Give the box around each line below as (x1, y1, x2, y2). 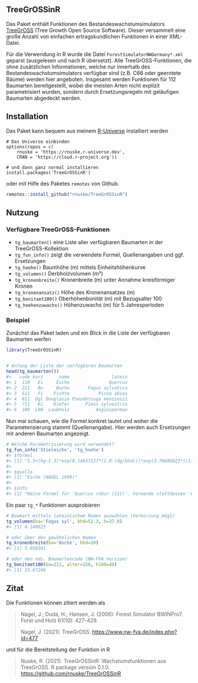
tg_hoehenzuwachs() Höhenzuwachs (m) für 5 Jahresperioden (14, 301, 164, 308)
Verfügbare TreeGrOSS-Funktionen (6, 225, 110, 234)
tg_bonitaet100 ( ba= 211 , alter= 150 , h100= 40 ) (6, 561, 117, 568)
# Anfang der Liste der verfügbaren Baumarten (6, 363, 123, 369)
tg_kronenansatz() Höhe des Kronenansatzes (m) (14, 289, 136, 296)
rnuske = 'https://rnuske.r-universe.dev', (16, 149, 126, 155)
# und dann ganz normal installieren (6, 165, 99, 170)
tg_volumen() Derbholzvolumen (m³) (14, 270, 103, 277)
